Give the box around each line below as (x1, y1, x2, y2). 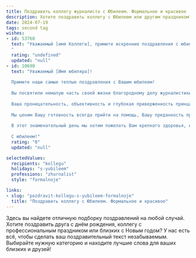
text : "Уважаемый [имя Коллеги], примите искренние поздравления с (11, 42, 179, 47)
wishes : (6, 30, 25, 36)
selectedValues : (6, 155, 45, 161)
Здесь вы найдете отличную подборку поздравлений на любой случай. (6, 214, 185, 221)
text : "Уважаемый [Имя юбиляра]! (11, 68, 93, 74)
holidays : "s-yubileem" (11, 166, 69, 172)
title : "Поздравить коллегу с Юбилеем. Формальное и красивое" (11, 198, 168, 204)
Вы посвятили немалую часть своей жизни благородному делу (11, 90, 158, 96)
